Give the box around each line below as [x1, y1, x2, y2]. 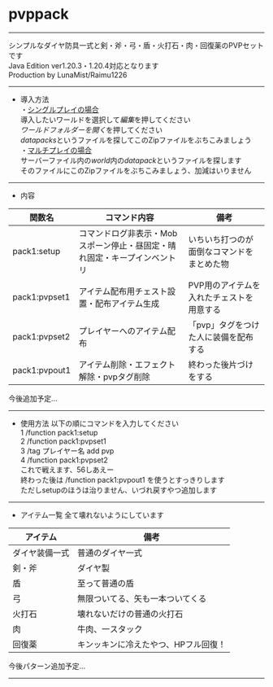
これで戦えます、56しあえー [19, 465, 115, 475]
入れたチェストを [188, 291, 253, 303]
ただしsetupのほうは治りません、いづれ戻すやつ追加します [19, 485, 218, 495]
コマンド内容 [105, 212, 154, 223]
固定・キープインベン [86, 252, 168, 263]
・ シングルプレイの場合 [19, 104, 99, 114]
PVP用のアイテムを [188, 279, 261, 291]
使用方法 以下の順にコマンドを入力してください [19, 418, 179, 428]
